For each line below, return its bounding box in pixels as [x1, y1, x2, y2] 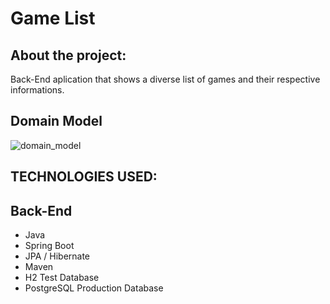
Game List [10, 7, 96, 30]
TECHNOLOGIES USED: [10, 168, 158, 186]
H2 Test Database [24, 272, 100, 284]
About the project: [10, 47, 127, 64]
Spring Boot [24, 240, 75, 252]
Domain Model [10, 113, 103, 130]
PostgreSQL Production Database [24, 282, 164, 294]
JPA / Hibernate [24, 250, 91, 262]
